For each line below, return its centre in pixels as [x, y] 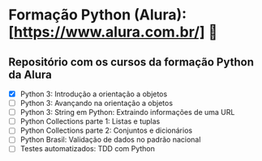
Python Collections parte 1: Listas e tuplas [90, 121]
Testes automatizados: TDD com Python [88, 149]
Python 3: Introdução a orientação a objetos [94, 94]
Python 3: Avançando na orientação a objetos [96, 104]
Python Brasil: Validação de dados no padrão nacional [110, 140]
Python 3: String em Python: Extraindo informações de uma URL [127, 112]
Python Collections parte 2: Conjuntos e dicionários [106, 130]
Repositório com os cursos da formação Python [131, 62]
